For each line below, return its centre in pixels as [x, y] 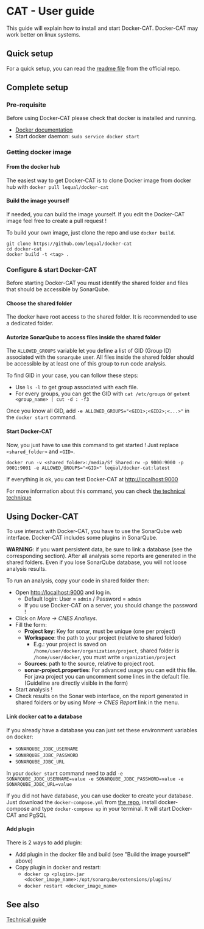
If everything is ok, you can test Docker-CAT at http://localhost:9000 [92, 479]
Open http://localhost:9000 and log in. [63, 593]
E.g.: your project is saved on [70, 645]
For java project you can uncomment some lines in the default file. [107, 677]
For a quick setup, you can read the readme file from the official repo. [93, 68]
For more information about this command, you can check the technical [96, 491]
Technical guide [26, 919]
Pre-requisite [26, 105]
